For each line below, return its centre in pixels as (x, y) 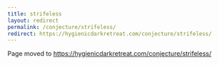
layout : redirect (33, 20)
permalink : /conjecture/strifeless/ (62, 27)
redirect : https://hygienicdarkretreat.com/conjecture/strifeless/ (110, 34)
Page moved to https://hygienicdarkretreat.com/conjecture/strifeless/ (109, 54)
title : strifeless (35, 14)
